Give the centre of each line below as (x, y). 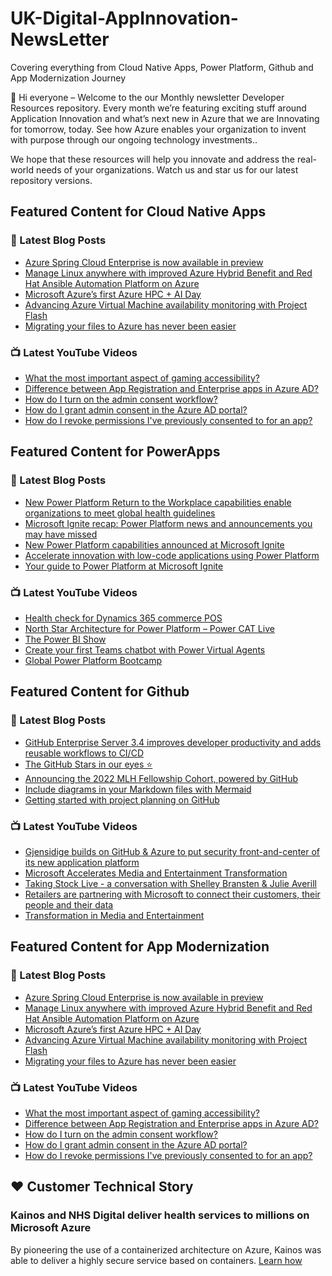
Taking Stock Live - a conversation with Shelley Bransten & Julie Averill (170, 883)
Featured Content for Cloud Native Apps (138, 212)
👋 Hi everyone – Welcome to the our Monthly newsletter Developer (147, 97)
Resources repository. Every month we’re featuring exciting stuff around (158, 108)
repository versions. (51, 180)
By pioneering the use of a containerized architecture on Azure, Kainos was (166, 1249)
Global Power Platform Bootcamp (93, 660)
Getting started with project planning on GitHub (122, 799)
